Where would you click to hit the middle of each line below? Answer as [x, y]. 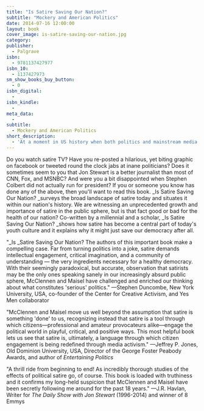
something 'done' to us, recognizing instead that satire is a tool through [96, 318]
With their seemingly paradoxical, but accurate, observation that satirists [97, 268]
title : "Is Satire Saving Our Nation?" [57, 12]
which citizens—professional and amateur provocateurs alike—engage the [100, 325]
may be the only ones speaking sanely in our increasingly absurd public [96, 274]
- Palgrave [26, 52]
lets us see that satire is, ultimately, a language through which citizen [93, 337]
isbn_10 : [17, 68]
